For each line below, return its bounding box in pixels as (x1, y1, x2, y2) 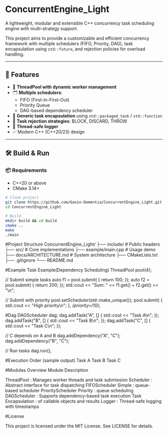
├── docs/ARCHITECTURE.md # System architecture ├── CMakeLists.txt (5, 252, 158, 258)
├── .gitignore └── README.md (5, 257, 73, 263)
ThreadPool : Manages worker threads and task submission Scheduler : (5, 377, 152, 383)
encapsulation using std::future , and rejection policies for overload (5, 46, 145, 52)
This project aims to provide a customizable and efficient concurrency (5, 35, 149, 41)
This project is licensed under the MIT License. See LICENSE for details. (5, 423, 153, 429)
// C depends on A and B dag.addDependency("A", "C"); (5, 333, 121, 339)
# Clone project (5, 195, 39, 200)
